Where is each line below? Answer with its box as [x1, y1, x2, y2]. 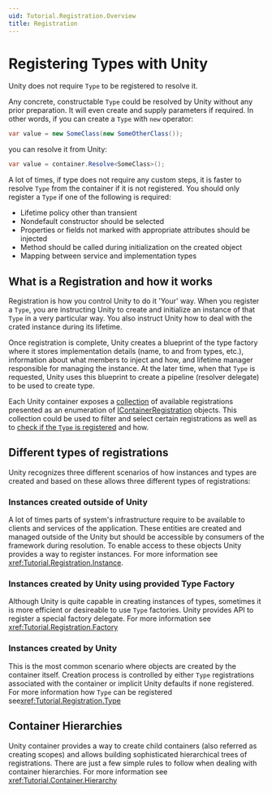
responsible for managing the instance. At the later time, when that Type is [8, 364, 256, 373]
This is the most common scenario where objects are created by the [8, 661, 237, 670]
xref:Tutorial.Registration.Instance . [8, 558, 123, 568]
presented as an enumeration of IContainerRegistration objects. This [8, 405, 237, 415]
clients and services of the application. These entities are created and [8, 524, 242, 533]
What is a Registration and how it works [8, 274, 214, 288]
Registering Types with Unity [8, 54, 209, 73]
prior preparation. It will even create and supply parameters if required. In [8, 106, 254, 115]
